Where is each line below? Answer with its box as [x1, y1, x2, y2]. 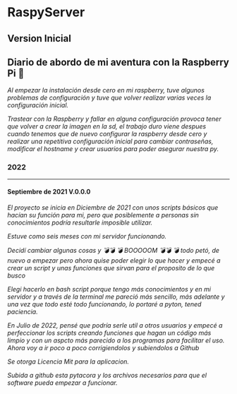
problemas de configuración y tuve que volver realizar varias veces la [7, 93, 212, 102]
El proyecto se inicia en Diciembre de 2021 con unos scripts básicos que [7, 203, 219, 212]
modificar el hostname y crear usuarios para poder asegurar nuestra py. [7, 145, 219, 153]
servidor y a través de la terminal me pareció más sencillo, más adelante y [7, 292, 225, 301]
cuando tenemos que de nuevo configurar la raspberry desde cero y [7, 130, 207, 138]
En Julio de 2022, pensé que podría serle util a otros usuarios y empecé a [7, 321, 223, 329]
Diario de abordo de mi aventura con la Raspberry [7, 56, 229, 68]
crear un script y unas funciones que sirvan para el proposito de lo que [7, 263, 215, 272]
